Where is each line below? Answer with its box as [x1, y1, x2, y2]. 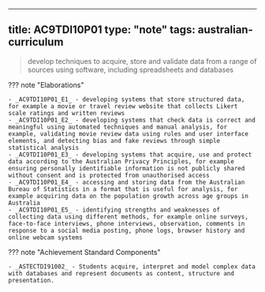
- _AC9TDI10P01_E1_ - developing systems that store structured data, [8, 95, 245, 103]
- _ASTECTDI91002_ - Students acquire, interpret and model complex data [8, 262, 256, 271]
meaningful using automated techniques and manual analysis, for [8, 123, 227, 131]
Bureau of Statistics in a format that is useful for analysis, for [8, 185, 238, 193]
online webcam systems [8, 234, 83, 241]
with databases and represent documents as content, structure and [8, 269, 235, 277]
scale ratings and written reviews [8, 109, 125, 117]
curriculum [8, 36, 64, 49]
